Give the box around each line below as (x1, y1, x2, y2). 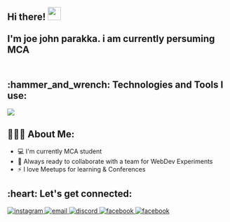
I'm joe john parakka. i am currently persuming (7, 33, 215, 45)
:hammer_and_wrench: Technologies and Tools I (7, 78, 224, 90)
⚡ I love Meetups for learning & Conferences (17, 165, 146, 174)
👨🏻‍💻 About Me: (7, 128, 75, 140)
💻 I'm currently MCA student (17, 147, 102, 155)
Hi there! (7, 11, 46, 23)
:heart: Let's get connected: (7, 188, 133, 200)
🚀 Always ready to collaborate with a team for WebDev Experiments (17, 158, 213, 166)
